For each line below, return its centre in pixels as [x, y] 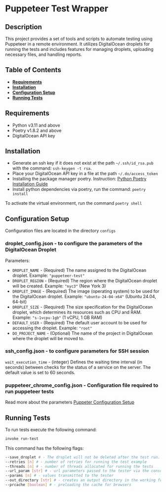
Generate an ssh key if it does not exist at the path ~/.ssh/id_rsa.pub [83, 163]
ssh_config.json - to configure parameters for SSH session [77, 351]
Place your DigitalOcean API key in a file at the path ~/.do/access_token [85, 174]
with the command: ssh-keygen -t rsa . [52, 168]
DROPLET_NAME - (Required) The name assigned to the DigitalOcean [79, 270]
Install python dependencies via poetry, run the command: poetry [79, 189]
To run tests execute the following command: [51, 429]
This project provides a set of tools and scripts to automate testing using [79, 39]
